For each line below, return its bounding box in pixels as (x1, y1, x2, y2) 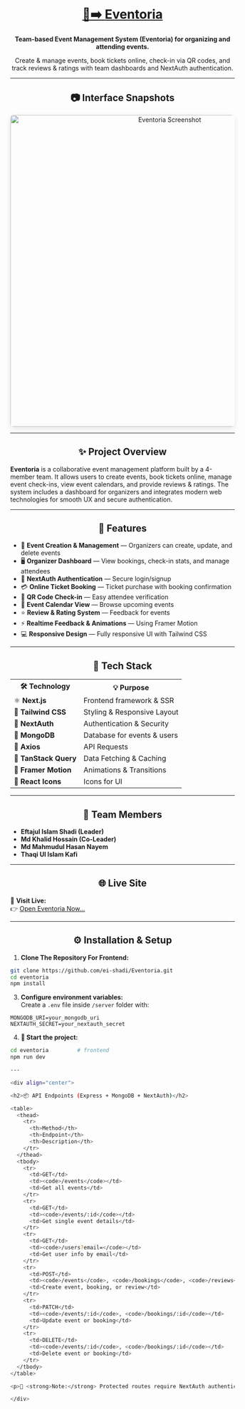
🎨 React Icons (14, 776, 62, 786)
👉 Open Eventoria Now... (10, 904, 85, 913)
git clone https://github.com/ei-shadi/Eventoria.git (10, 967, 174, 974)
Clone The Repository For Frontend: (20, 953, 129, 962)
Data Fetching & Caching (83, 754, 167, 764)
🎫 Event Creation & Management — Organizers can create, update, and (20, 541, 233, 550)
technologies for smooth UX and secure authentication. (10, 495, 172, 504)
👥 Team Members (83, 809, 162, 821)
